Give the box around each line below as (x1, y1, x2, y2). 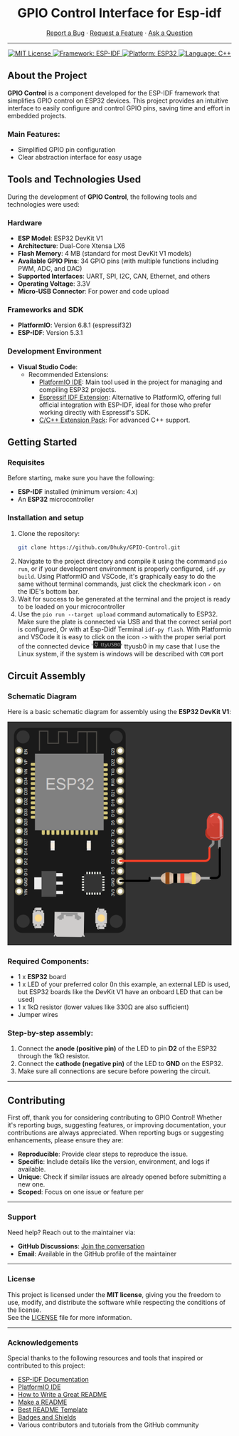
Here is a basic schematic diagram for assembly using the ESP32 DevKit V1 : (7, 708, 231, 716)
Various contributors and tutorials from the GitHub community (17, 1420, 199, 1430)
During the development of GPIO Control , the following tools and (7, 192, 197, 201)
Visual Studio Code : (17, 362, 78, 371)
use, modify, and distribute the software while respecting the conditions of (7, 1298, 226, 1306)
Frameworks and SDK (7, 305, 84, 315)
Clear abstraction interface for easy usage (17, 153, 142, 162)
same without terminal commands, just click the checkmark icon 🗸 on (17, 579, 221, 588)
